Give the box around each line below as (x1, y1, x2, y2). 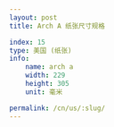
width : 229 (25, 71, 66, 80)
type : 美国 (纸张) (9, 46, 73, 55)
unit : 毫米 (25, 87, 63, 97)
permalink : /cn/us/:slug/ (9, 104, 105, 113)
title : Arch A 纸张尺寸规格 (9, 21, 105, 30)
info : (9, 55, 29, 63)
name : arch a (25, 63, 74, 72)
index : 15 (9, 38, 46, 47)
